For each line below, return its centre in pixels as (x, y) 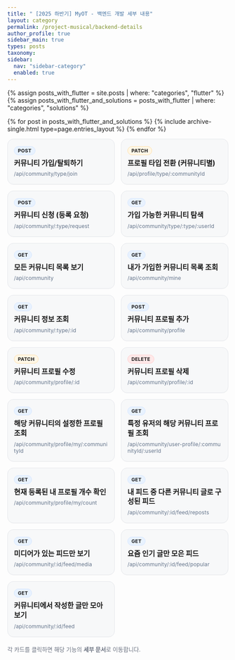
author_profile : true (39, 33)
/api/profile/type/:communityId (166, 174)
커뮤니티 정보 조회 (41, 319)
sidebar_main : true (36, 40)
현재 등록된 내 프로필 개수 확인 (60, 492)
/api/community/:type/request (52, 226)
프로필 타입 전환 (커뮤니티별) (172, 163)
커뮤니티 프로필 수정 (45, 372)
